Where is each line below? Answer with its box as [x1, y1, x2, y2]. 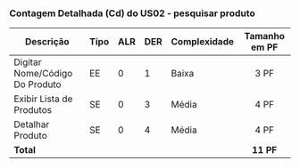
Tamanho [244, 30, 286, 43]
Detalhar [13, 118, 50, 131]
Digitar [13, 56, 42, 68]
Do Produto [13, 78, 62, 91]
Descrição [25, 36, 70, 48]
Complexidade [171, 36, 235, 48]
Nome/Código [13, 68, 73, 80]
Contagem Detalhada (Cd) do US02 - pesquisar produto [9, 7, 256, 20]
